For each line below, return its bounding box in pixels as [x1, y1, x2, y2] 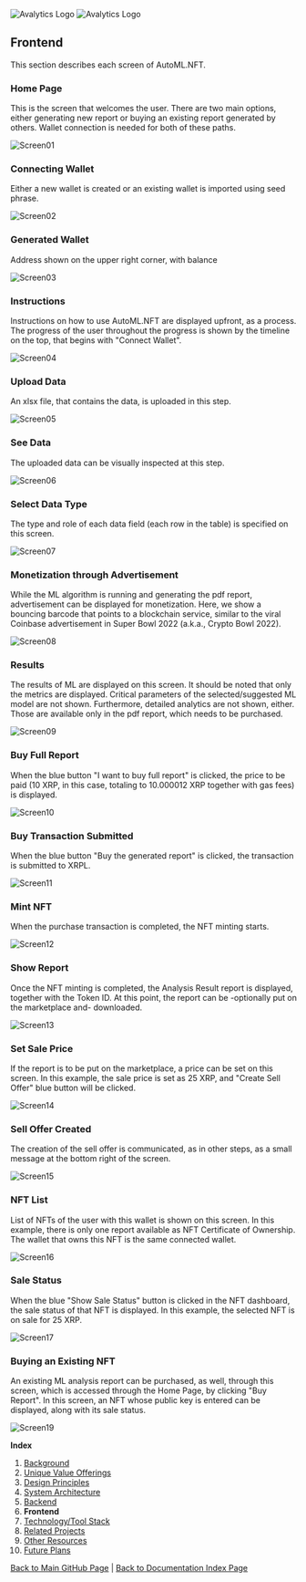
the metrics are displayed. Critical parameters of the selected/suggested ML [10, 689, 297, 700]
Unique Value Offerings [23, 1467, 112, 1478]
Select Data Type [10, 497, 87, 510]
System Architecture [23, 1487, 101, 1498]
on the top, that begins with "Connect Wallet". [10, 335, 182, 346]
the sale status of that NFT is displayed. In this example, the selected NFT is [10, 1305, 295, 1316]
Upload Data [10, 375, 66, 388]
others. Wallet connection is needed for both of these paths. [10, 122, 236, 133]
